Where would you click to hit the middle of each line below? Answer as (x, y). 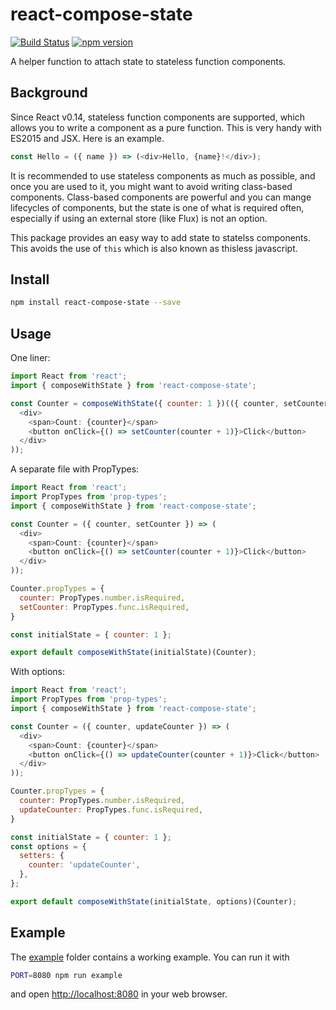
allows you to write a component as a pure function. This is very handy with (166, 127)
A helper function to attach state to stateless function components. (148, 61)
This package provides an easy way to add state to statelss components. (160, 237)
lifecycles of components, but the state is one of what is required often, (157, 207)
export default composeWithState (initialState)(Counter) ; (133, 653)
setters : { (42, 856)
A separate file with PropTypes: (75, 469)
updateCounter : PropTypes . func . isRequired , (111, 809)
